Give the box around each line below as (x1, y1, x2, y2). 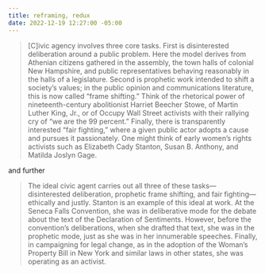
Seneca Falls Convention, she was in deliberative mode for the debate (27, 206, 257, 215)
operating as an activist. (27, 257, 107, 266)
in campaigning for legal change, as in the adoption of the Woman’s (27, 239, 248, 249)
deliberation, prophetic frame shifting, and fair (72, 189, 223, 199)
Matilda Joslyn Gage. (27, 150, 98, 159)
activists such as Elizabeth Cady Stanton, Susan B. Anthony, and (27, 142, 239, 151)
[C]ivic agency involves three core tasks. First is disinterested (27, 40, 229, 50)
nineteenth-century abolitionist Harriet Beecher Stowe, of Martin (27, 100, 239, 109)
